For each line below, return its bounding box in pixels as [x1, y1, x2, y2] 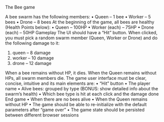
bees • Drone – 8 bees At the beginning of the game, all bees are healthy [5, 19, 155, 25]
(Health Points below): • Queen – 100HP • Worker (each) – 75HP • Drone [5, 24, 154, 30]
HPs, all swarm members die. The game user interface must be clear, [5, 75, 147, 81]
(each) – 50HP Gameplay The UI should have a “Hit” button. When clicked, [5, 30, 158, 35]
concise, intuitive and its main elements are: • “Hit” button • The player [5, 80, 151, 86]
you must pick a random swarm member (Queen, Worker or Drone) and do [5, 35, 158, 41]
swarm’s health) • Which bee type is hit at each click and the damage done [5, 91, 159, 97]
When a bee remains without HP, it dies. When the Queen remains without [5, 70, 157, 76]
